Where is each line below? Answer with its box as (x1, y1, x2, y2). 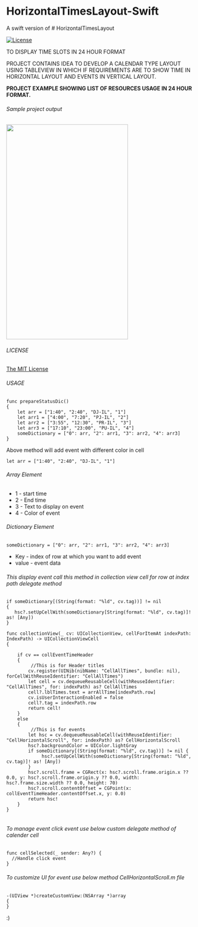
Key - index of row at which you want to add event (15, 553, 142, 560)
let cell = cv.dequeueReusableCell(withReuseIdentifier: (28, 679, 175, 685)
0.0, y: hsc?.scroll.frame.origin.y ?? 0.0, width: (6, 775, 140, 781)
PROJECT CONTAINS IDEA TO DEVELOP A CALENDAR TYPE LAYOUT (6, 60, 181, 67)
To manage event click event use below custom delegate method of (6, 825, 176, 832)
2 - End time (15, 496, 47, 504)
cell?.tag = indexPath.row (28, 700, 97, 706)
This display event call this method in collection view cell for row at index (6, 573, 189, 581)
